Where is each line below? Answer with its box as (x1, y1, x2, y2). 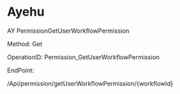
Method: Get (7, 40, 42, 48)
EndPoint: (7, 66, 34, 74)
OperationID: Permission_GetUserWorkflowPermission (7, 52, 160, 61)
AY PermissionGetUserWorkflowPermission (7, 27, 130, 35)
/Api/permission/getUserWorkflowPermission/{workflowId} (7, 79, 173, 87)
